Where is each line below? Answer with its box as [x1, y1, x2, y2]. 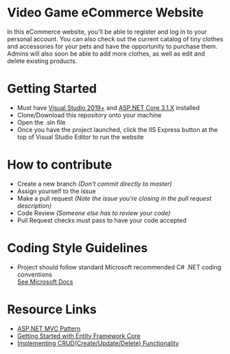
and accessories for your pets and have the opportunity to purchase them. [7, 42, 218, 50]
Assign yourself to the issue [16, 187, 96, 195]
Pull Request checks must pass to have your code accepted [16, 216, 187, 224]
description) [16, 201, 51, 210]
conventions [16, 270, 53, 278]
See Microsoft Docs [16, 277, 73, 286]
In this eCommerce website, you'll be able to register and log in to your [7, 27, 207, 36]
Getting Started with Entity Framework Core [16, 331, 141, 340]
